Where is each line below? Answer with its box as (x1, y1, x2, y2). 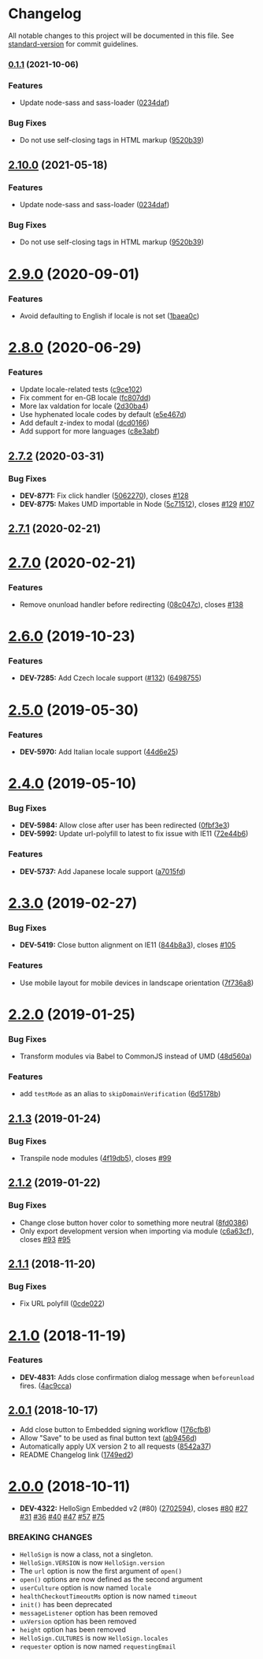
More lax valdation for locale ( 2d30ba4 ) (19, 401, 149, 411)
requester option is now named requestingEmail (19, 1641, 176, 1651)
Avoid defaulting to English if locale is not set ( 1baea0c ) (19, 311, 200, 320)
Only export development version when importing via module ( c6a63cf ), (19, 1226, 254, 1236)
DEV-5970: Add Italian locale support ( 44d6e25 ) (19, 746, 179, 757)
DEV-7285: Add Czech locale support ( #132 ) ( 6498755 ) (19, 673, 202, 683)
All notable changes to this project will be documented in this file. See (8, 31, 235, 40)
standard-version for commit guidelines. (8, 39, 139, 48)
